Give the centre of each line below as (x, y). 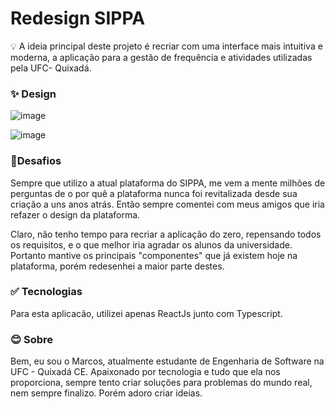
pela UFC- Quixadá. (51, 68)
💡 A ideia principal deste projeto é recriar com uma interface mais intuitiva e (166, 46)
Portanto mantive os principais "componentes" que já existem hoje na (154, 255)
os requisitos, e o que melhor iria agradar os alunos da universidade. (151, 244)
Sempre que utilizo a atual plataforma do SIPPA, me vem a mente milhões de (168, 183)
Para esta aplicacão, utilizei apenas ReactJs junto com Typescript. (146, 313)
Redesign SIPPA (78, 18)
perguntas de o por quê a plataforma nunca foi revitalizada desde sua (154, 193)
